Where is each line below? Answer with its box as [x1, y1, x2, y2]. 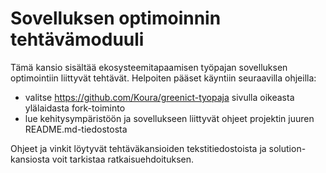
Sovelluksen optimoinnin [10, 7, 222, 30]
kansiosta [10, 153, 50, 165]
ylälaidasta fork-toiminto [24, 102, 126, 114]
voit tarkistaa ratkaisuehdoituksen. [51, 153, 195, 165]
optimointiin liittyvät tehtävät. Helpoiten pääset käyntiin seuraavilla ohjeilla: [10, 72, 317, 84]
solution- [268, 142, 307, 154]
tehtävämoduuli [10, 28, 145, 51]
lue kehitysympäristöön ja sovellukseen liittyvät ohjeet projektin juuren [24, 112, 315, 124]
